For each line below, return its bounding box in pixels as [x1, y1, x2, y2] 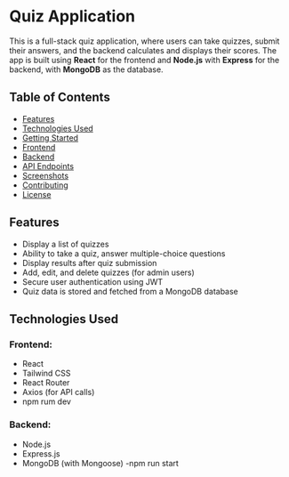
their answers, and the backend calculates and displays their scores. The [9, 44, 277, 55]
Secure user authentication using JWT [21, 276, 164, 287]
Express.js [21, 448, 60, 459]
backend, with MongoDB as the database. [9, 64, 164, 75]
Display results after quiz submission [21, 257, 157, 268]
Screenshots [21, 170, 69, 181]
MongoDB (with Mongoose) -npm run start [21, 457, 180, 468]
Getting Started [21, 132, 78, 143]
